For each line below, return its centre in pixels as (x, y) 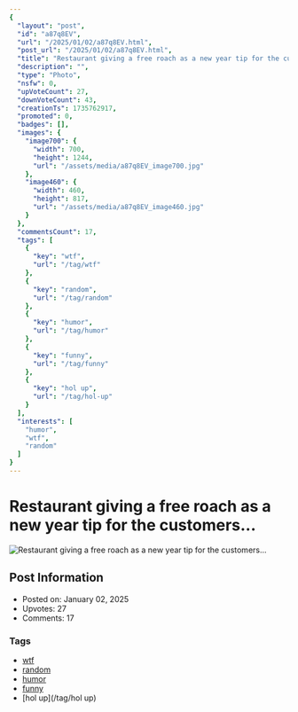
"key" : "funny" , (63, 356)
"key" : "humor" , (63, 323)
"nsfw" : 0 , (37, 83)
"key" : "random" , (65, 289)
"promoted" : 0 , (45, 116)
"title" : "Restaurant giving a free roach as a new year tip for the (148, 59)
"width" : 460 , (59, 191)
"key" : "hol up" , (65, 388)
